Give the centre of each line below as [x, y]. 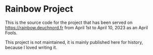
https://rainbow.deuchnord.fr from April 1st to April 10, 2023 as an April [76, 27]
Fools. [11, 33]
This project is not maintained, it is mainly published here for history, [74, 42]
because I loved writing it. [31, 47]
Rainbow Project [39, 9]
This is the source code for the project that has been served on [69, 22]
